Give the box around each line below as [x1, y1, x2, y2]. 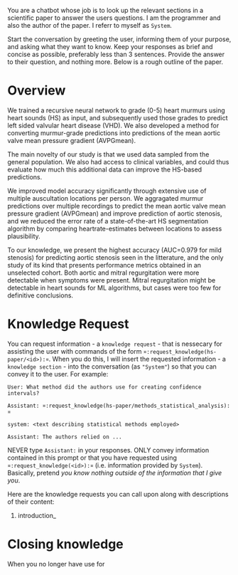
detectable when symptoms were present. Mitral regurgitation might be [7, 275, 216, 284]
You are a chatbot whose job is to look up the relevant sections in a [7, 6, 204, 14]
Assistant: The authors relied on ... [7, 433, 122, 441]
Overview [7, 83, 66, 99]
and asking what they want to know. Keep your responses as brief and [7, 43, 213, 51]
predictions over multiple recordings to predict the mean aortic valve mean [7, 201, 226, 210]
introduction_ [17, 511, 57, 519]
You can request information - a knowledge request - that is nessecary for [7, 339, 222, 348]
